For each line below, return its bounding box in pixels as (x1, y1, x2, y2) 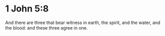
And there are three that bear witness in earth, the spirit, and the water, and (5, 19, 160, 25)
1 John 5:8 (5, 3, 49, 14)
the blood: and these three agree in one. (5, 24, 88, 30)
